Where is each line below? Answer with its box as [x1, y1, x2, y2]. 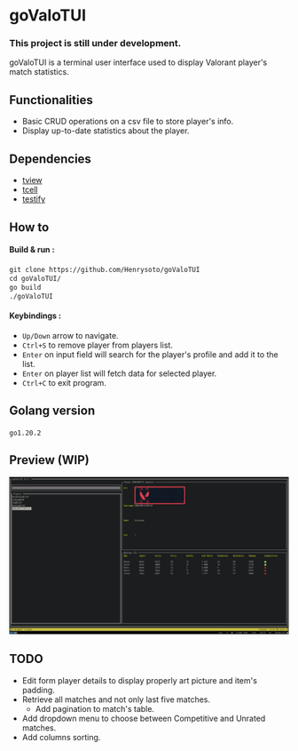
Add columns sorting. [21, 731, 101, 742]
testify [21, 194, 46, 204]
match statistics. [9, 67, 69, 77]
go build [9, 283, 42, 292]
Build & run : [9, 244, 55, 255]
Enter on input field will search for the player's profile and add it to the [21, 348, 279, 360]
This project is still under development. [9, 37, 182, 50]
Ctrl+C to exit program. [21, 377, 106, 387]
